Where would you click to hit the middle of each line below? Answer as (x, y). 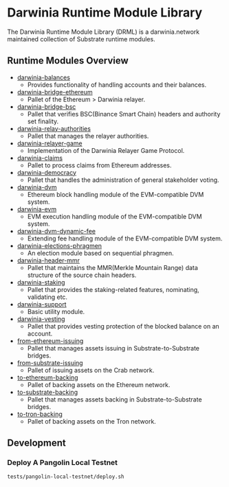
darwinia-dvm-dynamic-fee (56, 231)
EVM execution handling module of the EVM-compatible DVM (115, 216)
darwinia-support (42, 304)
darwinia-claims (40, 158)
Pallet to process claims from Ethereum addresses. (99, 165)
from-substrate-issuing (50, 362)
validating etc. (47, 297)
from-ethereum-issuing (50, 341)
